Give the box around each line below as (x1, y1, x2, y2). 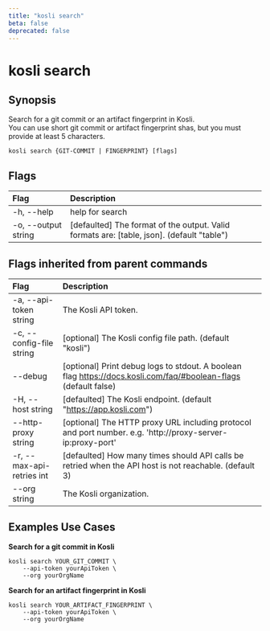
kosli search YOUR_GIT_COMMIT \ (8, 557, 117, 565)
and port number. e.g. (62, 427, 145, 438)
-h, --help (12, 207, 54, 218)
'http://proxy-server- (145, 427, 228, 438)
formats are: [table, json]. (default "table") (69, 230, 229, 241)
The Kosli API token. (62, 305, 138, 315)
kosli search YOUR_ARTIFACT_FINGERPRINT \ (8, 600, 153, 609)
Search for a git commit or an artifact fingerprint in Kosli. (8, 114, 195, 125)
